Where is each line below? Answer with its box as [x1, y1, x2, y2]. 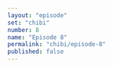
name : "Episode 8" [7, 33, 67, 41]
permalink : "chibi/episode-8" [7, 41, 107, 48]
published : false [7, 48, 64, 55]
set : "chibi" [7, 19, 50, 27]
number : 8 [7, 26, 40, 34]
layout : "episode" [7, 11, 67, 20]
